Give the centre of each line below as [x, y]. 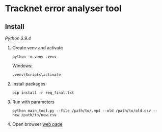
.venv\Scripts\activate [37, 75]
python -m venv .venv [34, 57]
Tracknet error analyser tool [63, 9]
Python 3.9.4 [18, 38]
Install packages [29, 84]
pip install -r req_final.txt [43, 93]
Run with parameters [33, 102]
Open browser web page [37, 124]
